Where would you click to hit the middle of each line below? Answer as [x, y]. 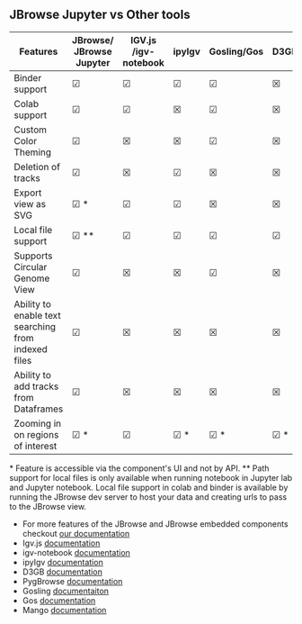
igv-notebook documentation [76, 552]
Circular [31, 267]
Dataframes [39, 409]
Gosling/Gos [236, 51]
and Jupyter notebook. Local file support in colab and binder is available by [149, 487]
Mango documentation [64, 610]
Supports [33, 256]
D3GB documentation [62, 572]
